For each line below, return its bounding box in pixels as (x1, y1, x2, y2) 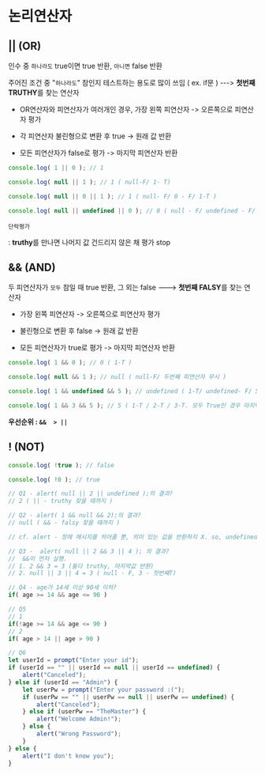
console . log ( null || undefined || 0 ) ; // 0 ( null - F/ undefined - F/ (8, 206, 256, 214)
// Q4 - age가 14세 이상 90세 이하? (8, 584, 117, 592)
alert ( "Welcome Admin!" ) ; (36, 715, 122, 724)
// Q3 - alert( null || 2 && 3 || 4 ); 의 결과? (8, 547, 170, 555)
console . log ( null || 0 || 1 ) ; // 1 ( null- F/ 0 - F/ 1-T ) (8, 192, 217, 200)
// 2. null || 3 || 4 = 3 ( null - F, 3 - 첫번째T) (8, 569, 177, 577)
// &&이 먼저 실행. (8, 554, 68, 562)
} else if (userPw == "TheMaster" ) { (22, 708, 147, 716)
